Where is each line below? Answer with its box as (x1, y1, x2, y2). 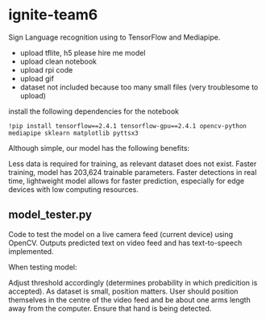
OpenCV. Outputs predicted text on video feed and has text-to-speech (8, 238, 243, 248)
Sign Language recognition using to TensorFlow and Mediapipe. (8, 32, 221, 42)
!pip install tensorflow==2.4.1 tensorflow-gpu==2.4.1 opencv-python (8, 122, 247, 130)
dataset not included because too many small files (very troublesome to (19, 82, 259, 92)
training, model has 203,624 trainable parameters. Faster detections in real (8, 167, 257, 177)
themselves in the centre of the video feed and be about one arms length (8, 294, 251, 304)
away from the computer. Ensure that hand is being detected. (8, 303, 212, 313)
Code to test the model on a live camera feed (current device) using (8, 229, 234, 239)
